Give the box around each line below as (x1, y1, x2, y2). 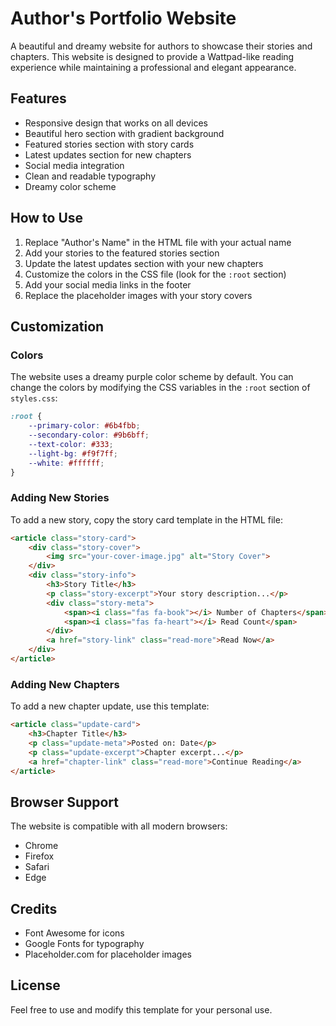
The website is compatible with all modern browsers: (10, 820, 228, 832)
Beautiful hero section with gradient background (24, 127, 225, 139)
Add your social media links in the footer (24, 278, 192, 291)
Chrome (24, 840, 59, 852)
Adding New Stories (10, 491, 110, 505)
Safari (24, 861, 50, 873)
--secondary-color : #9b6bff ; (28, 430, 150, 440)
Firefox (24, 850, 55, 862)
